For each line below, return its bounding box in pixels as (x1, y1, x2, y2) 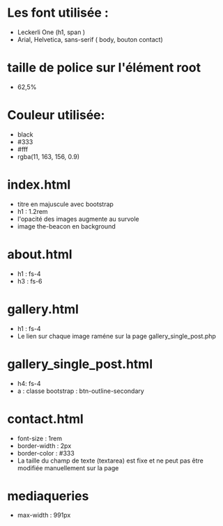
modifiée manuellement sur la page (17, 463, 119, 472)
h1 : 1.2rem (17, 207, 48, 215)
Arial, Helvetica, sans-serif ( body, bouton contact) (17, 35, 164, 43)
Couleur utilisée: (7, 107, 105, 123)
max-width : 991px (17, 511, 71, 520)
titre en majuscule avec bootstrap (17, 200, 114, 208)
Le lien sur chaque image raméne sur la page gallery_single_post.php (17, 332, 216, 340)
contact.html (7, 411, 84, 426)
